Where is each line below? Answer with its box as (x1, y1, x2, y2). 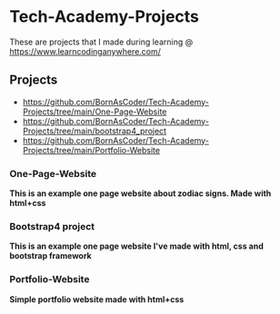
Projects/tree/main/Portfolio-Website (22, 144, 161, 155)
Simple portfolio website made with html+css (9, 293, 185, 305)
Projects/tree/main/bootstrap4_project (22, 125, 166, 136)
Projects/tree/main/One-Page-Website (22, 106, 167, 117)
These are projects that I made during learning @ (9, 36, 194, 47)
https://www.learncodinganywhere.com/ (9, 45, 162, 56)
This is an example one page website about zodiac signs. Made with (9, 188, 272, 199)
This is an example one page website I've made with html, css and (9, 240, 264, 251)
